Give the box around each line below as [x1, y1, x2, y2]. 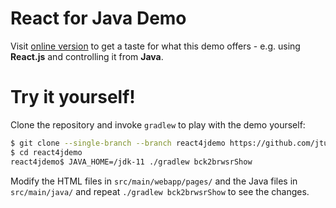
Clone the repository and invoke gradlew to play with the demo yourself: [10, 118, 306, 131]
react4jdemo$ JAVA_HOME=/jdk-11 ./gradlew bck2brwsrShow [10, 157, 253, 167]
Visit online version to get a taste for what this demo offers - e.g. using [10, 40, 301, 52]
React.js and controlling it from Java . [10, 50, 164, 62]
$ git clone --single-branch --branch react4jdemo [10, 138, 226, 148]
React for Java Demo [10, 7, 187, 30]
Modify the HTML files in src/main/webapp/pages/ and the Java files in [10, 175, 298, 187]
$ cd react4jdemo [10, 147, 83, 157]
